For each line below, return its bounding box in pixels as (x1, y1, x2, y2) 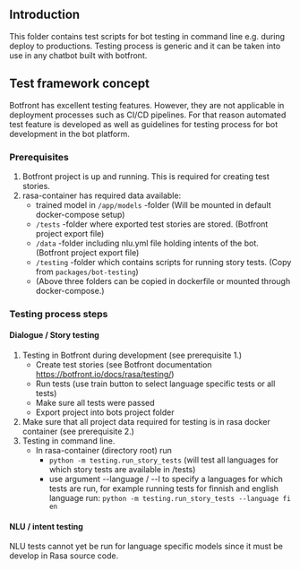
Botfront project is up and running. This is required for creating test (21, 170, 270, 182)
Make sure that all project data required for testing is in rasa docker (21, 417, 271, 427)
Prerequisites (9, 151, 69, 163)
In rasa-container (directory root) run (35, 445, 173, 456)
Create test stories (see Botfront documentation (35, 359, 212, 370)
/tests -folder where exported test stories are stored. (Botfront (35, 219, 269, 229)
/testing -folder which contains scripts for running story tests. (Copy (35, 256, 292, 267)
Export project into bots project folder (35, 407, 175, 418)
